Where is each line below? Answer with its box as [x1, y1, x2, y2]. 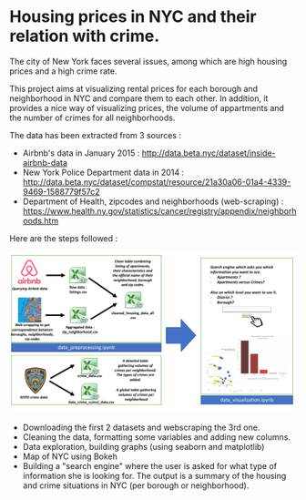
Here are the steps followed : [9, 232, 118, 243]
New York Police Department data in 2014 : [22, 167, 185, 178]
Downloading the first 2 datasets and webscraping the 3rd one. [22, 422, 260, 433]
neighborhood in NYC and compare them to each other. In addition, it [9, 93, 269, 104]
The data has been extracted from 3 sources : [9, 129, 182, 140]
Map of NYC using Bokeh [22, 451, 118, 462]
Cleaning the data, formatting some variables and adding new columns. [22, 431, 291, 443]
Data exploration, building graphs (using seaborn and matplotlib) [22, 441, 265, 452]
